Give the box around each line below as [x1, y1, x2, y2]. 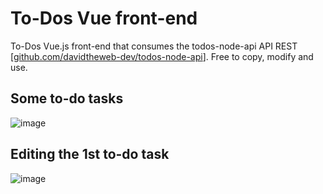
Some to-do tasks [10, 90, 124, 107]
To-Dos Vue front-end [10, 7, 198, 30]
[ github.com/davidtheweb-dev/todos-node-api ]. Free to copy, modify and [10, 50, 314, 62]
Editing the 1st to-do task [10, 146, 170, 163]
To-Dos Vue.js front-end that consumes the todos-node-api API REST [10, 40, 298, 52]
